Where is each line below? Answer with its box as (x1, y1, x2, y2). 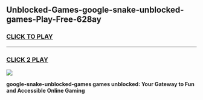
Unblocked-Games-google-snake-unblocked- (6, 5, 184, 15)
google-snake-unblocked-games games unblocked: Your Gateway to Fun (6, 80, 195, 87)
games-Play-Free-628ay (6, 15, 101, 25)
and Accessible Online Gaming (6, 87, 85, 94)
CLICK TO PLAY (6, 33, 53, 41)
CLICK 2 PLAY (6, 55, 48, 64)
